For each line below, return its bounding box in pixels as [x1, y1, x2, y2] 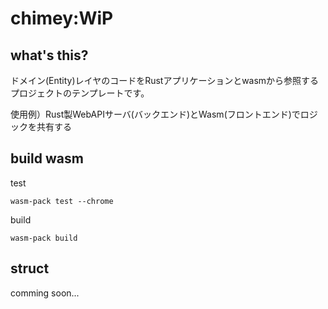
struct [10, 260, 50, 277]
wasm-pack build [10, 233, 78, 243]
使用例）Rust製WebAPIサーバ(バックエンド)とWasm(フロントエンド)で [10, 108, 301, 120]
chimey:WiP [10, 7, 114, 30]
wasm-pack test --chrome [10, 196, 114, 206]
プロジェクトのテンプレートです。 [10, 87, 150, 99]
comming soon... [10, 287, 80, 299]
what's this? [10, 47, 89, 64]
